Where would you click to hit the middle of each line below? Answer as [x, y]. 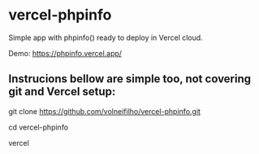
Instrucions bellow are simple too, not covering [130, 79]
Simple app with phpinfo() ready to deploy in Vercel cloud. [106, 37]
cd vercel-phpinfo [39, 127]
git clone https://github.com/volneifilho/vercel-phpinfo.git [105, 111]
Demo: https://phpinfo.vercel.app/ [65, 53]
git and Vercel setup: [62, 92]
